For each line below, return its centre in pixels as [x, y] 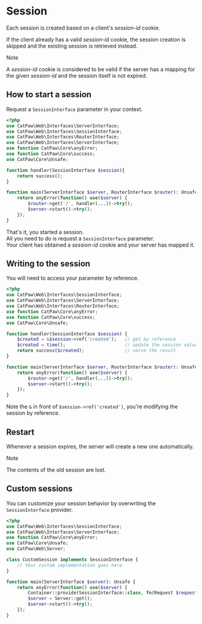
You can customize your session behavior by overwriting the [81, 503]
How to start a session [49, 95]
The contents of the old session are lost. [56, 470]
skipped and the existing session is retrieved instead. [72, 46]
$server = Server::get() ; [60, 599]
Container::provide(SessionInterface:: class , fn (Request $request [113, 593]
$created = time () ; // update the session [99, 345]
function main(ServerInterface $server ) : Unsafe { [71, 582]
